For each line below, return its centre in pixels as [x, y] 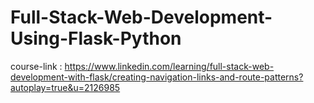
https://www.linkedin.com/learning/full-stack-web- [169, 66]
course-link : [36, 66]
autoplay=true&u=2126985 [65, 87]
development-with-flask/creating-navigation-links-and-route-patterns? [157, 77]
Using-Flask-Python [96, 38]
